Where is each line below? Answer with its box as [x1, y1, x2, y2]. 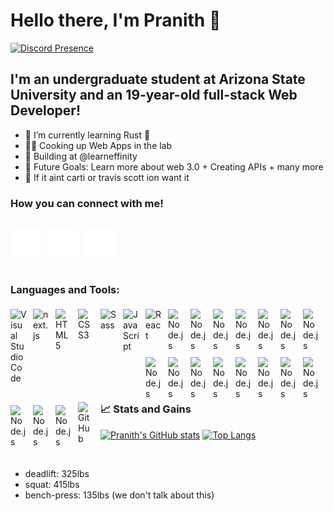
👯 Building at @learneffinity [24, 150, 138, 162]
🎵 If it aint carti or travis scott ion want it [24, 171, 190, 183]
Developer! [10, 102, 81, 119]
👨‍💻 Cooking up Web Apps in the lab [24, 139, 173, 151]
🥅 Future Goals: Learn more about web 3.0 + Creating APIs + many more [24, 160, 324, 173]
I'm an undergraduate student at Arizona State [10, 71, 306, 88]
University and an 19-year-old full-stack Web [10, 87, 298, 104]
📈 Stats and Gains [100, 402, 192, 416]
